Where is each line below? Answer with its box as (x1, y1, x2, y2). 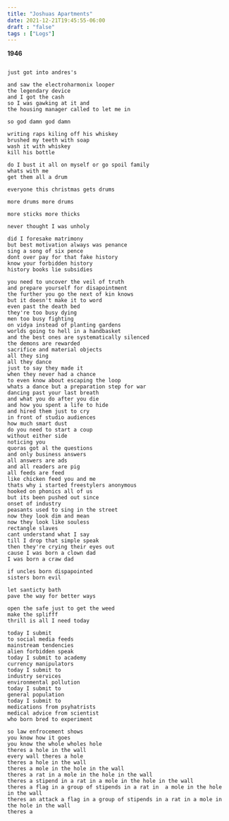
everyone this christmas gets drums (7, 186, 115, 194)
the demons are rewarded (7, 340, 80, 347)
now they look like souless (7, 519, 90, 526)
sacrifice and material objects (7, 346, 102, 353)
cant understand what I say (7, 531, 90, 539)
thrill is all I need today (7, 618, 90, 625)
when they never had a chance (7, 371, 97, 378)
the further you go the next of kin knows (7, 291, 134, 298)
